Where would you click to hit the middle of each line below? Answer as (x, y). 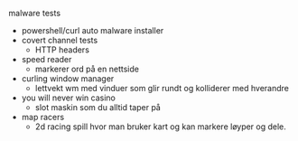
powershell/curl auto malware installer (93, 30)
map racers (43, 117)
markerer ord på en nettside (87, 69)
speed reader (47, 59)
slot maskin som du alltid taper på (98, 107)
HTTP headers (62, 50)
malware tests (34, 13)
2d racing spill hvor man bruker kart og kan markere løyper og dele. (160, 127)
